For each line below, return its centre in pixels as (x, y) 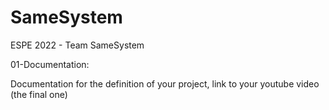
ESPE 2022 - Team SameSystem (77, 45)
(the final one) (39, 94)
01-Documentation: (50, 64)
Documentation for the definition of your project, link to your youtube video (165, 83)
